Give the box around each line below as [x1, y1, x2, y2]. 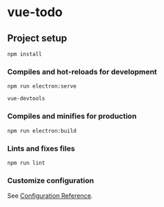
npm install [7, 51, 42, 58]
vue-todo [7, 4, 63, 20]
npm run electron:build [7, 127, 77, 134]
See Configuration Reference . [7, 192, 93, 200]
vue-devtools [7, 95, 46, 102]
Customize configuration [7, 175, 95, 185]
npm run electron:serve [7, 83, 77, 90]
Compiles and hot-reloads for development [7, 67, 158, 76]
